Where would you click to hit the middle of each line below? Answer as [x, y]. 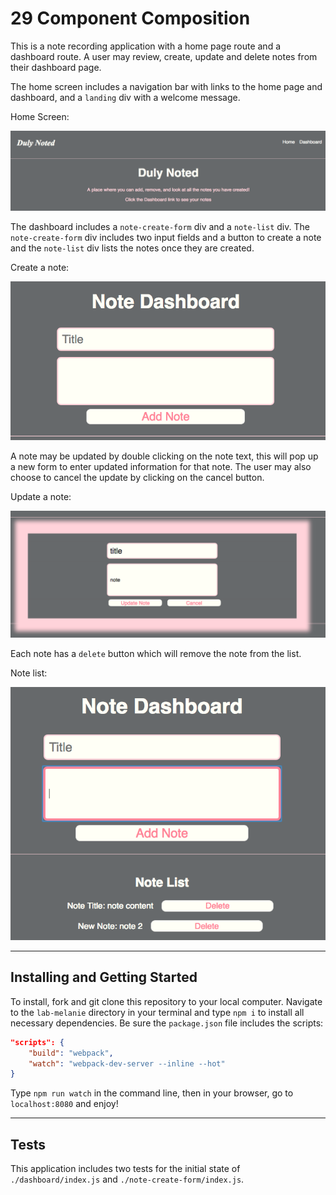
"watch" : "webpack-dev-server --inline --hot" [127, 1063]
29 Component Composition [130, 18]
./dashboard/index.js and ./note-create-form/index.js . [127, 1179]
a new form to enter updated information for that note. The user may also [161, 467]
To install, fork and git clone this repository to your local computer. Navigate [166, 1001]
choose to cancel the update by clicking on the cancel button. [137, 478]
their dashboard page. [56, 67]
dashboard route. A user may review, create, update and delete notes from [164, 56]
